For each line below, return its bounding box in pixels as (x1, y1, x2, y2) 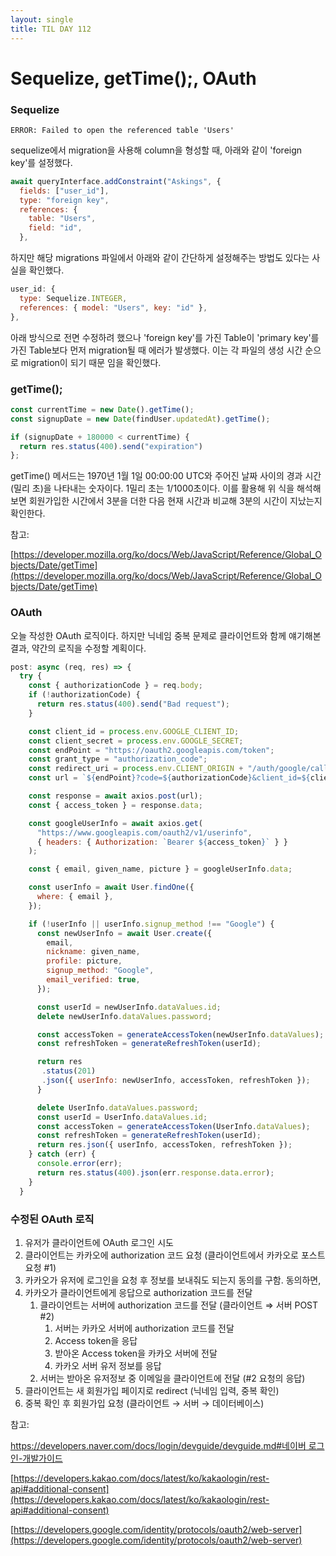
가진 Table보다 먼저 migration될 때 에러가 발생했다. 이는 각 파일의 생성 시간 (10, 344, 303, 356)
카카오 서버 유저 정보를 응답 (54, 1359, 162, 1371)
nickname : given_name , (46, 947, 141, 957)
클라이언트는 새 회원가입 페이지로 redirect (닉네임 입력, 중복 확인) (24, 1384, 280, 1396)
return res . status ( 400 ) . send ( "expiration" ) (19, 441, 203, 451)
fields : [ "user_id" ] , (19, 186, 110, 196)
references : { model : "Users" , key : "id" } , (19, 302, 208, 313)
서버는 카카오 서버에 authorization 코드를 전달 (54, 1322, 235, 1334)
